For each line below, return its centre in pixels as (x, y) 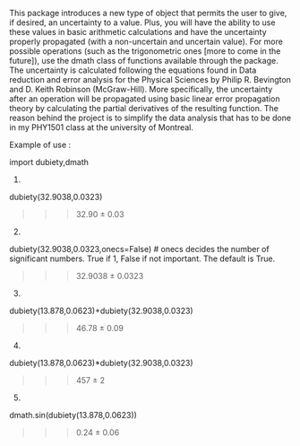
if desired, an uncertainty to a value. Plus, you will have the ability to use (142, 22)
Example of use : (40, 144)
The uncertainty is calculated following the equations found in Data (133, 70)
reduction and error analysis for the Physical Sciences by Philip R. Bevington (150, 79)
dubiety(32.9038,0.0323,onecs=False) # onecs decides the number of (140, 249)
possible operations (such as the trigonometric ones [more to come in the (145, 51)
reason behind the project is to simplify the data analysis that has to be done (150, 118)
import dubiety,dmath (49, 162)
